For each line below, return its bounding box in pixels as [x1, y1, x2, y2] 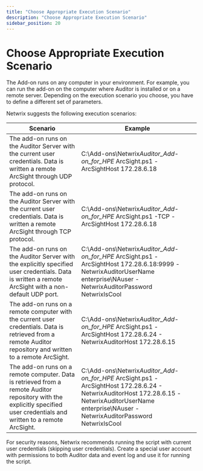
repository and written [9, 345, 72, 354]
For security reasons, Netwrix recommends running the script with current [6, 439, 192, 446]
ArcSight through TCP [9, 227, 71, 236]
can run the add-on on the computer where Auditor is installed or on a [6, 85, 181, 93]
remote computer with [9, 308, 72, 316]
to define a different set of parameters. [6, 98, 103, 106]
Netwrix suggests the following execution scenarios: [6, 110, 137, 117]
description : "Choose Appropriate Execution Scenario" [6, 15, 147, 21]
